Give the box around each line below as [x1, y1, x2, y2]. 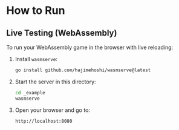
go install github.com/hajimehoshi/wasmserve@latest [15, 67, 151, 73]
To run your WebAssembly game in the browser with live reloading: [6, 44, 174, 51]
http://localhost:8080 [15, 118, 73, 124]
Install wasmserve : [15, 56, 57, 62]
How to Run [6, 4, 65, 18]
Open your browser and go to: [15, 106, 91, 114]
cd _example [15, 89, 45, 96]
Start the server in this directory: [15, 78, 96, 85]
